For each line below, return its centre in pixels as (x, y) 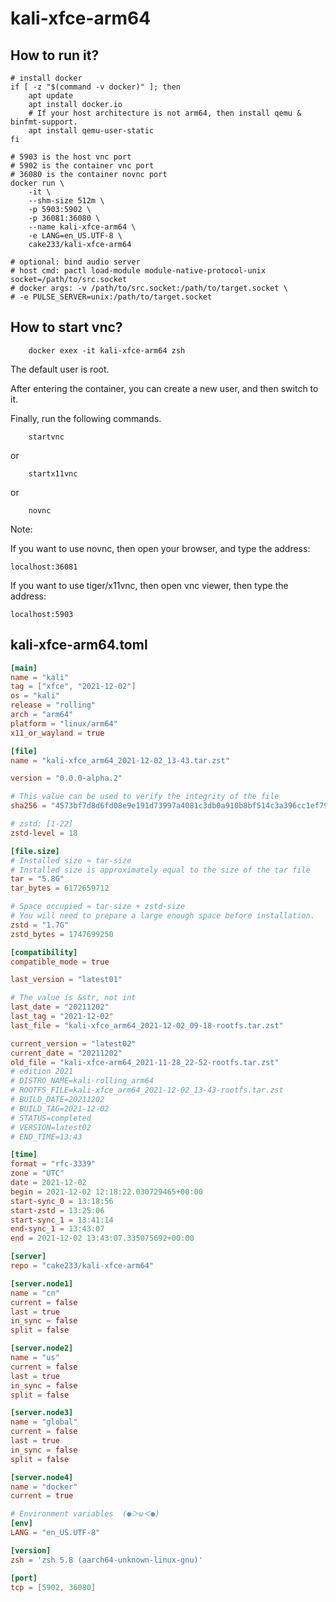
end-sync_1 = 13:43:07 (57, 1229)
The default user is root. (60, 369)
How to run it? (55, 55)
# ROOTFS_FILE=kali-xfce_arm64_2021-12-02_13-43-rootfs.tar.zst (147, 1090)
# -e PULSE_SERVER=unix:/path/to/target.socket (111, 297)
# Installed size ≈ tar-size (71, 860)
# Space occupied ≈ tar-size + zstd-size (98, 907)
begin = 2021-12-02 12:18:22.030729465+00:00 (106, 1192)
